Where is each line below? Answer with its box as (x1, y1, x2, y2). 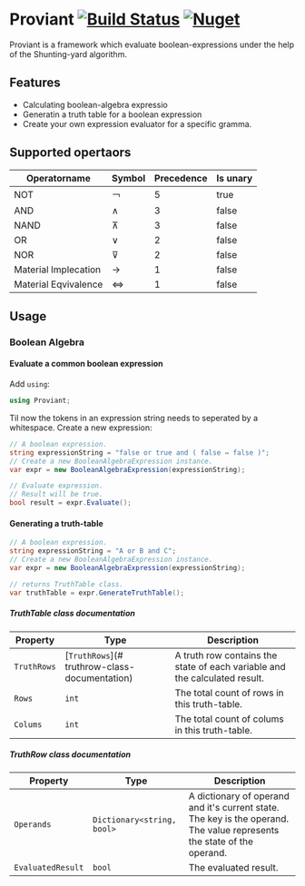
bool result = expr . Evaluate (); (9, 498, 132, 507)
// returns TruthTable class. (9, 579, 124, 589)
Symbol (112, 172, 146, 184)
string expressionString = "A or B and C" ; (9, 546, 177, 556)
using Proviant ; (9, 396, 71, 406)
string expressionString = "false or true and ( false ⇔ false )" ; (9, 448, 271, 458)
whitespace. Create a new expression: (9, 422, 152, 433)
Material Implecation (14, 263, 102, 276)
